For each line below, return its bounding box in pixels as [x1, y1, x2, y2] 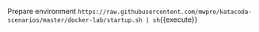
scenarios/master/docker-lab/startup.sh [7, 16, 143, 24]
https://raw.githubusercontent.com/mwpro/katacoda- [78, 8, 253, 16]
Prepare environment [7, 7, 77, 16]
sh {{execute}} [152, 15, 198, 24]
